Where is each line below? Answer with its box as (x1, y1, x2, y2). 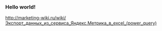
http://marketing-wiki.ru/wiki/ (5, 15, 66, 21)
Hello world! (5, 3, 36, 10)
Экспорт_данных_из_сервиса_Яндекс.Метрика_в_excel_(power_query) (5, 20, 157, 26)
